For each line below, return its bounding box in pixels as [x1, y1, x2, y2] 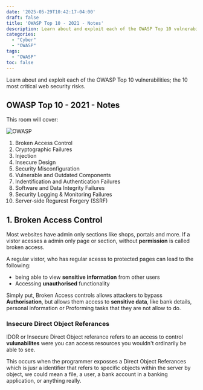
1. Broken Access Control [6, 215, 103, 225]
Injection [14, 152, 37, 160]
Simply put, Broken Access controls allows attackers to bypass [6, 291, 163, 299]
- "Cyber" [11, 37, 36, 43]
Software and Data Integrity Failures [14, 184, 105, 192]
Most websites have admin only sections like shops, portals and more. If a [6, 231, 190, 238]
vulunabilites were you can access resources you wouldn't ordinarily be [6, 340, 187, 347]
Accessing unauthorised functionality [14, 280, 110, 287]
